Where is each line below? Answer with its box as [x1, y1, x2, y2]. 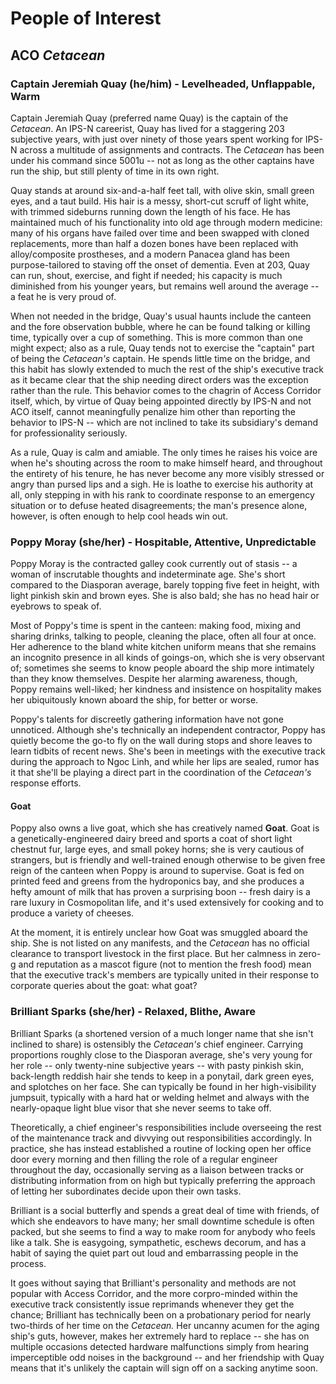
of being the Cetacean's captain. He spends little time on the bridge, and [10, 352, 311, 364]
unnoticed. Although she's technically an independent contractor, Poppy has [10, 724, 326, 736]
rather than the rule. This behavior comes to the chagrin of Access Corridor [10, 384, 322, 396]
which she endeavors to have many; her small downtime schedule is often [10, 1215, 315, 1227]
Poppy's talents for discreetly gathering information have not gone [10, 713, 284, 726]
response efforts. [10, 777, 82, 789]
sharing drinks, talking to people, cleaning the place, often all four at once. [10, 630, 317, 642]
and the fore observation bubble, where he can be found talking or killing [10, 320, 311, 332]
